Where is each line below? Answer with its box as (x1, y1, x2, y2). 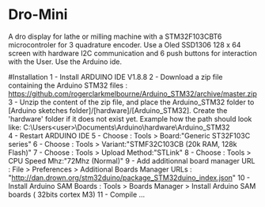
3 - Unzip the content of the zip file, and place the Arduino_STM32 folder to (8, 97, 255, 107)
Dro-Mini (8, 6, 68, 24)
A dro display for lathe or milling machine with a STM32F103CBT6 (8, 32, 222, 41)
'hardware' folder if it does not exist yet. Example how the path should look (8, 114, 252, 123)
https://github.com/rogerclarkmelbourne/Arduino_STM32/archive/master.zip (8, 88, 257, 98)
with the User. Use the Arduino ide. (8, 57, 123, 66)
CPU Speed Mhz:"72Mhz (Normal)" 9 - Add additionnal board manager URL (8, 156, 256, 165)
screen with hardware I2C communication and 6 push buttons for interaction (8, 48, 257, 58)
